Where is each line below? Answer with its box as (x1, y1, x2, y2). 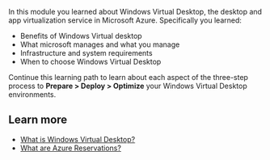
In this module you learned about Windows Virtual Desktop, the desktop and (8, 7, 263, 16)
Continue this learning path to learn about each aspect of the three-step (8, 73, 249, 82)
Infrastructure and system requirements (19, 48, 153, 57)
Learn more (8, 113, 68, 127)
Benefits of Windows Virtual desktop (19, 32, 143, 40)
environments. (8, 90, 57, 99)
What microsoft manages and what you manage (19, 40, 180, 49)
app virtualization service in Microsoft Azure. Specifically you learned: (8, 15, 243, 25)
